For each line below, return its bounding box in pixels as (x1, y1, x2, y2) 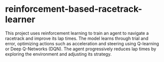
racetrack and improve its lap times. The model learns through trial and (5, 35, 149, 41)
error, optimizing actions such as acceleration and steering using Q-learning (5, 40, 160, 46)
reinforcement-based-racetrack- (5, 3, 142, 15)
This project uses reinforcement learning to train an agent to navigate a (5, 30, 149, 36)
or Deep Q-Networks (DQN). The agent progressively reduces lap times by (5, 46, 156, 52)
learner (5, 14, 35, 25)
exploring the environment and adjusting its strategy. (5, 51, 112, 57)
